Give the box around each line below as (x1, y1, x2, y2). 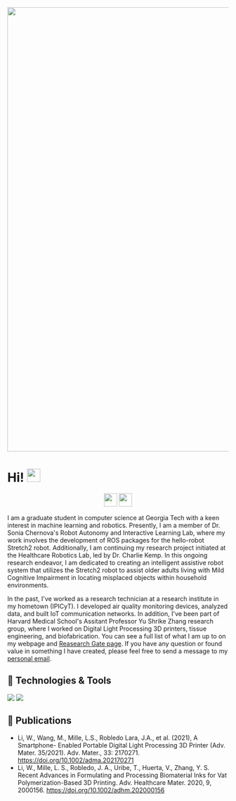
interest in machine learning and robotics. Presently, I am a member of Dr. (7, 521, 221, 529)
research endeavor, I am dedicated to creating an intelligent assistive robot (7, 558, 223, 567)
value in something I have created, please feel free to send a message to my (7, 647, 228, 655)
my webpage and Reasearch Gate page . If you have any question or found (7, 639, 223, 648)
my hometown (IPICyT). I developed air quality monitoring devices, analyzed (7, 602, 228, 610)
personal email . (7, 654, 52, 662)
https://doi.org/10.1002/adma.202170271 (17, 756, 134, 764)
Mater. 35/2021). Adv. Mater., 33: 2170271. (17, 748, 140, 757)
